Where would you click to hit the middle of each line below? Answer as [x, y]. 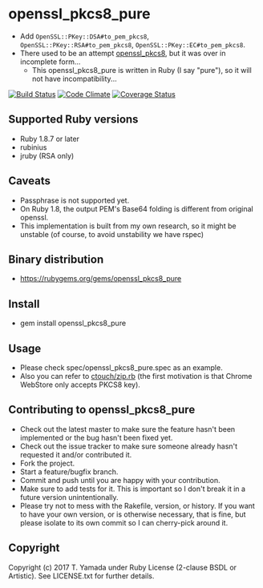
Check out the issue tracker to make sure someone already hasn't [129, 446]
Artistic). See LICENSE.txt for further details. [81, 576]
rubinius [33, 147]
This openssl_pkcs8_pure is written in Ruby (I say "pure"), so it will [142, 70]
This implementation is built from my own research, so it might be [128, 226]
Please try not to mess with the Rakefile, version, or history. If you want [137, 505]
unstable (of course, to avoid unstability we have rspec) [112, 234]
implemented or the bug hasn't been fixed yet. [96, 437]
